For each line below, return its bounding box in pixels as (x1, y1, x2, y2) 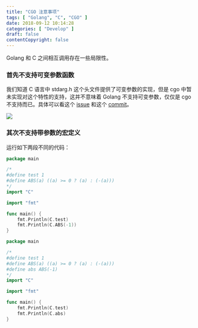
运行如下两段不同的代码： (6, 143, 70, 151)
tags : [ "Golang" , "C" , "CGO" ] (6, 14, 88, 21)
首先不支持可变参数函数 (6, 71, 74, 79)
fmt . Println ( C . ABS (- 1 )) (17, 222, 77, 228)
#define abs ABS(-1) (6, 266, 59, 272)
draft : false (6, 31, 39, 37)
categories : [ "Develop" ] (6, 25, 74, 32)
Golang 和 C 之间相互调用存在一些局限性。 (6, 54, 112, 61)
